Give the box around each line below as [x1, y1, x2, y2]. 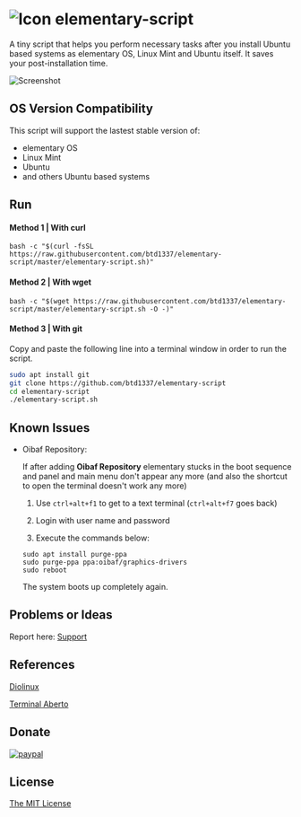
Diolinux [9, 681, 39, 691]
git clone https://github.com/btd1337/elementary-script [9, 378, 227, 388]
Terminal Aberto [9, 698, 69, 709]
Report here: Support [9, 631, 88, 642]
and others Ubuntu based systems [21, 171, 150, 181]
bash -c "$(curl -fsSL [9, 242, 94, 251]
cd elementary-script [9, 387, 90, 396]
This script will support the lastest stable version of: [9, 125, 201, 136]
